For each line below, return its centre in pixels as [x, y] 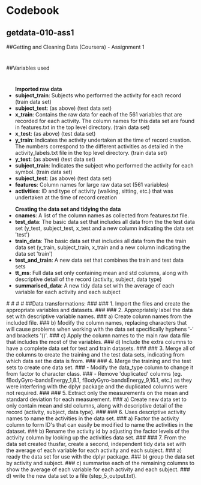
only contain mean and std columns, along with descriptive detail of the [94, 406]
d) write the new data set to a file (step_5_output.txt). [71, 476]
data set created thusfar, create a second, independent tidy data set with [96, 444]
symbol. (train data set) [44, 172]
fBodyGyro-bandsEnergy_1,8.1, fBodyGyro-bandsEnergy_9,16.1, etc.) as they [99, 380]
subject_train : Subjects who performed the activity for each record [98, 95]
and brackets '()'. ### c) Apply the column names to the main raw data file [98, 336]
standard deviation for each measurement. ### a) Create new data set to [97, 399]
